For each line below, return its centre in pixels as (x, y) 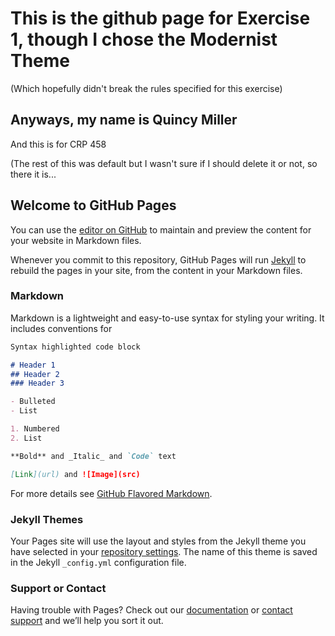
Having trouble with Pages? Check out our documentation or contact (151, 610)
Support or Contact (58, 588)
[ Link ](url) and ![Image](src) (75, 474)
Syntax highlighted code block (75, 347)
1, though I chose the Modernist (144, 39)
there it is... (33, 174)
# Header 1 (33, 365)
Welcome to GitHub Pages (93, 205)
